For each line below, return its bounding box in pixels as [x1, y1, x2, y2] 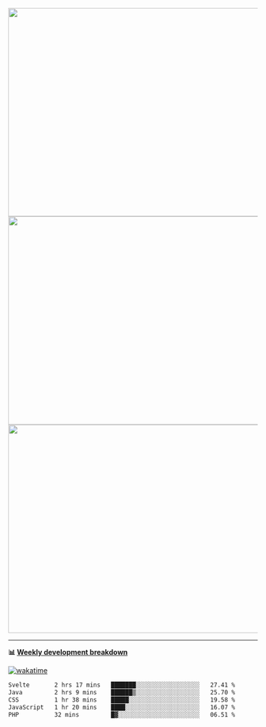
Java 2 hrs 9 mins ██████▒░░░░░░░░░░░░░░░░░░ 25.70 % [8, 688, 236, 696]
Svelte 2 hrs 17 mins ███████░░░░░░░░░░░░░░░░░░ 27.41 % [8, 681, 236, 689]
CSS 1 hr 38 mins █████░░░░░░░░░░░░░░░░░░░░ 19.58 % [8, 695, 236, 704]
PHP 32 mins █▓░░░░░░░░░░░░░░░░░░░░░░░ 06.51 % [8, 710, 236, 718]
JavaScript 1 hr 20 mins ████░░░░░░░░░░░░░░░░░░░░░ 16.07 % [8, 703, 236, 711]
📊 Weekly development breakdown [8, 648, 128, 656]
